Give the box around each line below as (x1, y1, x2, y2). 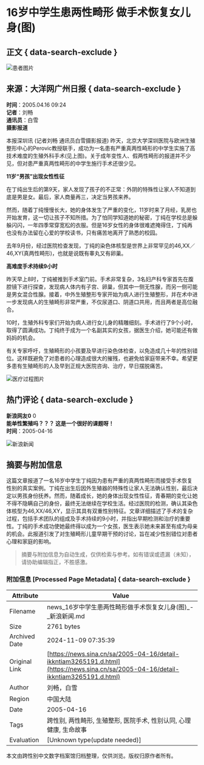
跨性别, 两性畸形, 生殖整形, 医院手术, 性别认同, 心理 (47, 716, 191, 725)
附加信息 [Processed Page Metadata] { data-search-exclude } (6, 575, 191, 583)
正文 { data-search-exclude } (6, 47, 118, 57)
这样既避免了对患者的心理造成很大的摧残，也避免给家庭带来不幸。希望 (16, 354, 192, 362)
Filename (9, 607, 36, 615)
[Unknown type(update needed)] (47, 735, 141, 744)
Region (9, 694, 30, 703)
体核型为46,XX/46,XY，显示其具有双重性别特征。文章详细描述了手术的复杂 (6, 507, 193, 515)
